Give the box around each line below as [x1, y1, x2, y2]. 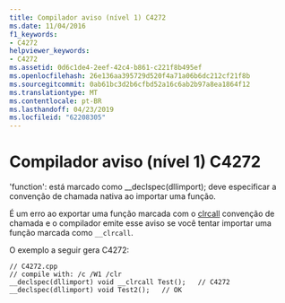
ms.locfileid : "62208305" [9, 113, 106, 122]
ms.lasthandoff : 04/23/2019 [9, 105, 115, 114]
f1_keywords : [9, 30, 58, 39]
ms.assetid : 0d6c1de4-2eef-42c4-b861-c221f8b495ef [9, 64, 203, 73]
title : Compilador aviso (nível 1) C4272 [9, 13, 167, 22]
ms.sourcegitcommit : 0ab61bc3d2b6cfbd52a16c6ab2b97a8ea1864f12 [9, 80, 251, 89]
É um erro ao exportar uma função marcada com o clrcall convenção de [9, 208, 275, 220]
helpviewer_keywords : [9, 47, 91, 56]
